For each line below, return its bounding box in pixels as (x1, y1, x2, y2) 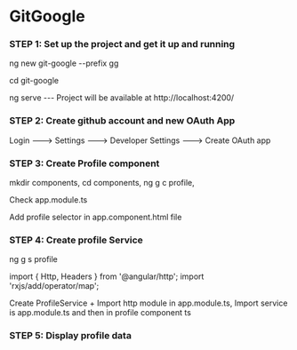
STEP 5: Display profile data (9, 330, 132, 342)
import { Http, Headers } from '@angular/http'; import (9, 271, 205, 282)
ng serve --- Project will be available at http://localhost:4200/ (9, 92, 235, 103)
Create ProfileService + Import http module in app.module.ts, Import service (9, 298, 288, 308)
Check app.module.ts (9, 195, 88, 205)
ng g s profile (9, 254, 58, 265)
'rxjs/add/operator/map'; (9, 281, 100, 291)
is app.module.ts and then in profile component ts (9, 307, 191, 318)
